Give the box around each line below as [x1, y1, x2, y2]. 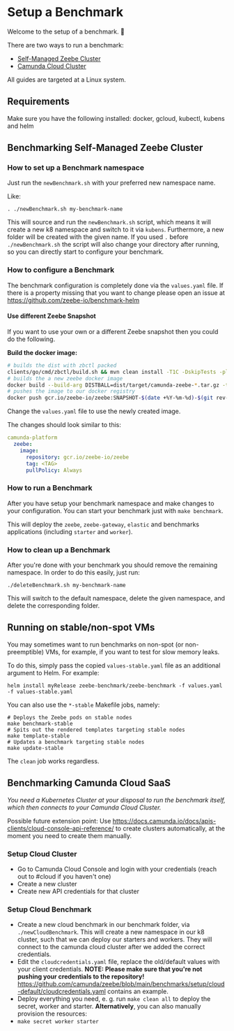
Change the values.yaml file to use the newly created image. [7, 407, 181, 416]
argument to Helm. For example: [7, 668, 100, 677]
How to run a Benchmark [7, 483, 93, 493]
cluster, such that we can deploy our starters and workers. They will [17, 935, 212, 944]
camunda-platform [7, 434, 58, 441]
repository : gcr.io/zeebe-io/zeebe [25, 454, 130, 461]
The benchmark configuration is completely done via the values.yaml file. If [7, 281, 224, 289]
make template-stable [7, 732, 70, 740]
